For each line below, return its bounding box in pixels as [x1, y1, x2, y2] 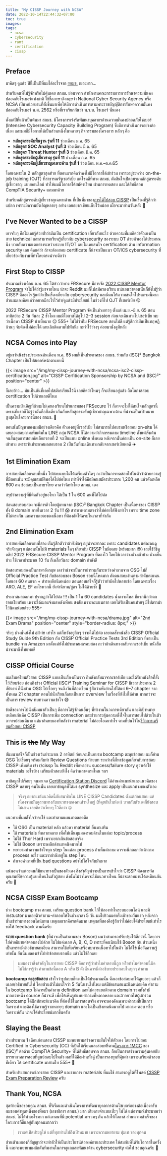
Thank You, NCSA [5, 1090, 62, 1098]
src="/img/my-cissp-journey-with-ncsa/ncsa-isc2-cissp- [27, 367, 144, 373]
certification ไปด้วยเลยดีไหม [5, 393, 57, 399]
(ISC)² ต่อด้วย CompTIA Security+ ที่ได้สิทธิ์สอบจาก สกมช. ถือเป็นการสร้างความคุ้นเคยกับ [5, 1048, 160, 1054]
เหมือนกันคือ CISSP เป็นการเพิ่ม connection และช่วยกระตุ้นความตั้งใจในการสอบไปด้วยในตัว [5, 712, 162, 718]
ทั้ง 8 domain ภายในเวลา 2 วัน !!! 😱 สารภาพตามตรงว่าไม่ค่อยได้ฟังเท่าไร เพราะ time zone [5, 507, 160, 513]
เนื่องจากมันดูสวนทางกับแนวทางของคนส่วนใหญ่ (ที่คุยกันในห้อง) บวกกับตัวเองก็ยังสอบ [17, 799, 158, 805]
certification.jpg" [5, 373, 40, 379]
